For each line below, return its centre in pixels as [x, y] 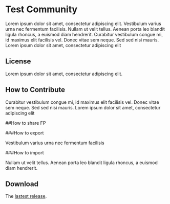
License [18, 62]
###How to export [25, 133]
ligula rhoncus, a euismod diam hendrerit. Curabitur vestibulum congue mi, [84, 34]
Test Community [41, 9]
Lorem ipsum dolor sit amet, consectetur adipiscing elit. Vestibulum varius [83, 24]
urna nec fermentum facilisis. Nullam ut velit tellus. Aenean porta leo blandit [85, 29]
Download [22, 184]
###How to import [25, 152]
